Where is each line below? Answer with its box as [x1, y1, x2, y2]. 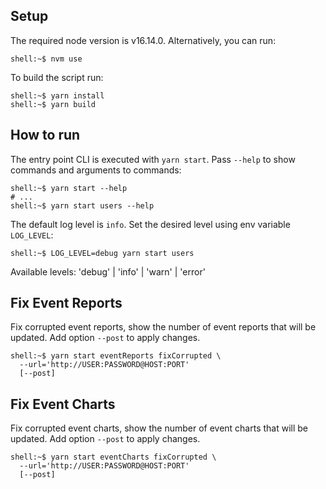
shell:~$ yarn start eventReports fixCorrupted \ [10, 351, 222, 361]
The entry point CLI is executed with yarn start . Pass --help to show [10, 153, 296, 165]
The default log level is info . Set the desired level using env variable [10, 218, 291, 230]
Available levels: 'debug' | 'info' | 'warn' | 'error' [10, 265, 206, 278]
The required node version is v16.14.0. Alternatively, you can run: [10, 34, 277, 46]
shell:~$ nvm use [10, 54, 83, 64]
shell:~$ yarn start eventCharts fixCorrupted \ [10, 452, 217, 463]
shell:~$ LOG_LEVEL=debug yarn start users [10, 248, 195, 258]
